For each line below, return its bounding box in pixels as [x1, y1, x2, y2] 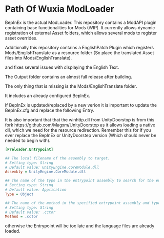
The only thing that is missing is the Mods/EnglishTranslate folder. [5, 83, 138, 89]
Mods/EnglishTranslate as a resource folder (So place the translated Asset [5, 50, 154, 56]
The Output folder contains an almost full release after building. [5, 74, 133, 79]
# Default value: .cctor [5, 210, 56, 215]
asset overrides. [5, 35, 38, 41]
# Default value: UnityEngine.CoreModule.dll [5, 165, 99, 170]
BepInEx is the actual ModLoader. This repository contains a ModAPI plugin [5, 20, 157, 25]
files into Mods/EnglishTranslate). [5, 55, 72, 60]
